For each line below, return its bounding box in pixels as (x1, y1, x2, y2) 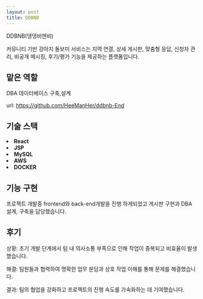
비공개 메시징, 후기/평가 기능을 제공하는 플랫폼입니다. (14, 52, 140, 60)
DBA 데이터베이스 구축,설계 (6, 90, 71, 97)
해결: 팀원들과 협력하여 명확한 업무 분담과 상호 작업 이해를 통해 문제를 (6, 265, 170, 272)
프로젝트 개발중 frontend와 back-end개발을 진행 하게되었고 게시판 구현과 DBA (6, 200, 193, 207)
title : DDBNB (6, 15, 40, 21)
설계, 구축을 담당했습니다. (6, 207, 67, 215)
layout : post (6, 9, 40, 15)
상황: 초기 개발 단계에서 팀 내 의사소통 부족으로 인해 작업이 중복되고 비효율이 (6, 245, 187, 252)
